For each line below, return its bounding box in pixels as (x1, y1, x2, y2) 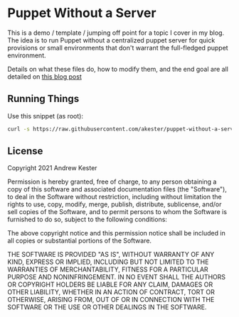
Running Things (7, 93, 80, 105)
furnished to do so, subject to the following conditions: (7, 215, 167, 224)
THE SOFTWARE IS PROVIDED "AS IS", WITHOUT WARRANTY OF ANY (7, 250, 215, 259)
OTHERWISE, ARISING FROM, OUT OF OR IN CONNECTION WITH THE (7, 296, 215, 304)
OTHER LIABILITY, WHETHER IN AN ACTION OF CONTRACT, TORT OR (7, 288, 215, 296)
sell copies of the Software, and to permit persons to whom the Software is (7, 208, 228, 216)
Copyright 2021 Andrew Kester (7, 164, 97, 172)
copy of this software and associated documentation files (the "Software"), (7, 185, 228, 194)
